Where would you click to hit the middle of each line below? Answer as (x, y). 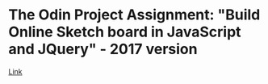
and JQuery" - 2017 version (103, 49)
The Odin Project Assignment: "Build (134, 15)
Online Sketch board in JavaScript (125, 32)
